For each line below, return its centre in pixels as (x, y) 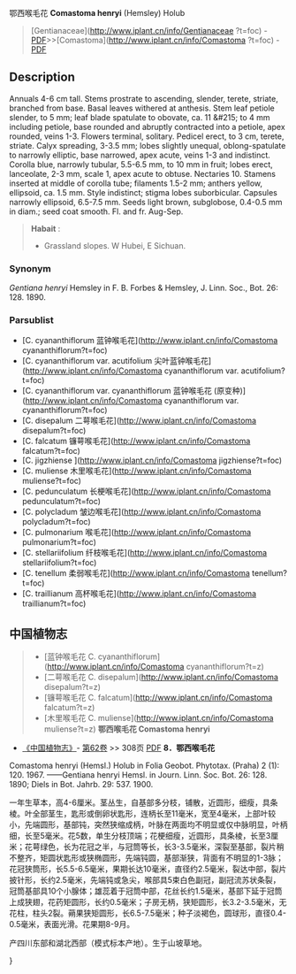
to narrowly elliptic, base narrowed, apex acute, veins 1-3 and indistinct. (140, 155)
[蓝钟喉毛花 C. (70, 656)
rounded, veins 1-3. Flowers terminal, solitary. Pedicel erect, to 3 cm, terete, (147, 136)
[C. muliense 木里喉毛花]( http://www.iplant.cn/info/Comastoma (137, 471)
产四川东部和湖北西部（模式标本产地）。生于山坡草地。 (108, 943)
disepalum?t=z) (72, 687)
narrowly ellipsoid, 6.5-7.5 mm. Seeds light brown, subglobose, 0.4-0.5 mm (146, 202)
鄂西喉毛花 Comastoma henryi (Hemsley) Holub (97, 13)
